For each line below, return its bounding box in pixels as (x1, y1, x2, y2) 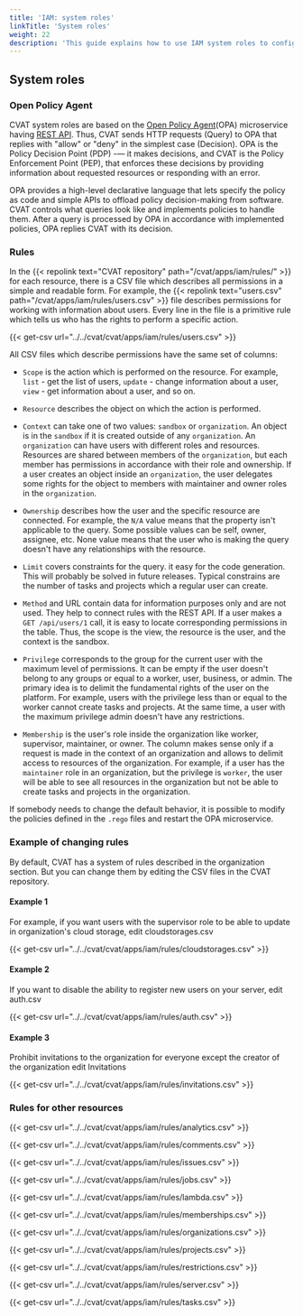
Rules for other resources (9, 1102, 124, 1115)
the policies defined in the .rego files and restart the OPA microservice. (9, 813, 274, 824)
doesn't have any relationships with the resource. (22, 543, 206, 555)
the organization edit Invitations (9, 1061, 126, 1072)
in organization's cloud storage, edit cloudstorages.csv (9, 926, 214, 937)
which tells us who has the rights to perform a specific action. (9, 314, 239, 325)
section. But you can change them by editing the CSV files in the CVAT (9, 866, 272, 876)
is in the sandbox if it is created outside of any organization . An (22, 431, 256, 441)
